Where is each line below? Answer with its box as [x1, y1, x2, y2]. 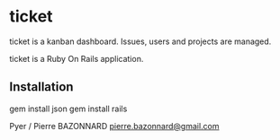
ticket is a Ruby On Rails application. [9, 53, 144, 64]
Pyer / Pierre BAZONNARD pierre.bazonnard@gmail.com [9, 120, 220, 131]
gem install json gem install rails [9, 103, 128, 114]
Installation [9, 79, 74, 95]
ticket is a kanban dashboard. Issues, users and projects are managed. [9, 36, 272, 47]
